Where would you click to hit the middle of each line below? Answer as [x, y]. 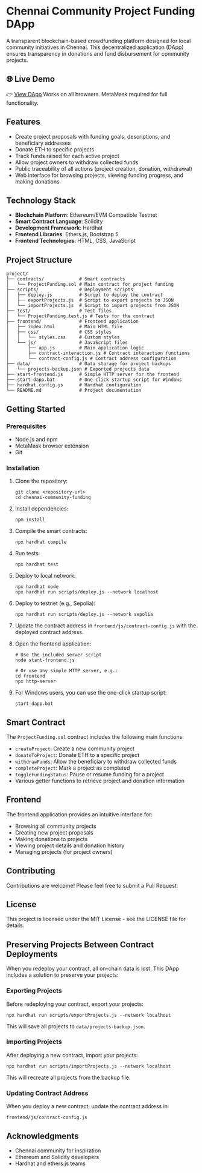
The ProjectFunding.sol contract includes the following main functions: [95, 736]
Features [23, 122]
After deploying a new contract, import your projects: [72, 1055]
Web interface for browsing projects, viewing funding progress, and [99, 175]
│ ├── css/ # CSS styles [59, 332]
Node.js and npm [36, 439]
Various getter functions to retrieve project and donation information [100, 781]
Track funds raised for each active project [67, 156]
